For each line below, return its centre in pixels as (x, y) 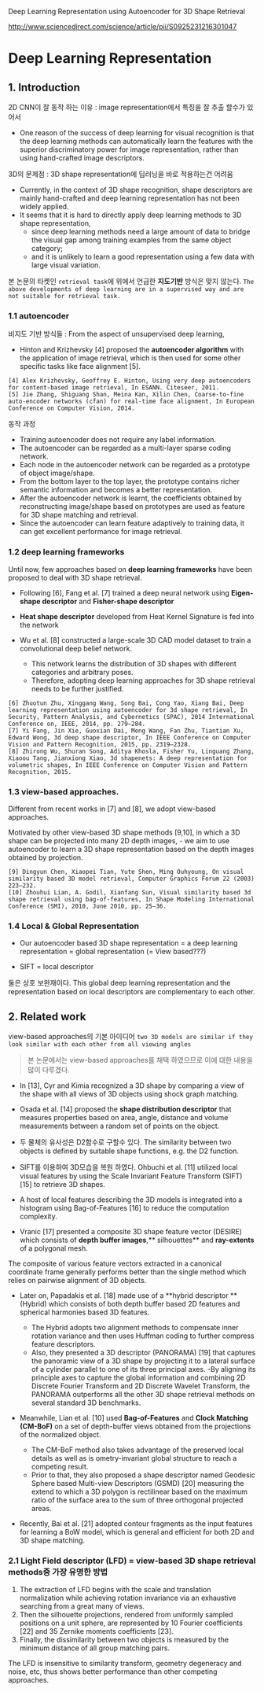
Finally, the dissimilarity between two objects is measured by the (124, 1640)
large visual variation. (66, 265)
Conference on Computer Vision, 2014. (71, 408)
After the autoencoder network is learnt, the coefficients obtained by (130, 498)
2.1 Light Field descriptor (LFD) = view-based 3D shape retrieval (132, 1561)
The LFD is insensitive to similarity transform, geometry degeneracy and (125, 1664)
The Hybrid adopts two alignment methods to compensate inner (135, 1327)
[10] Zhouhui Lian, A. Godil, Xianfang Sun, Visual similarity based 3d (130, 892)
